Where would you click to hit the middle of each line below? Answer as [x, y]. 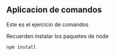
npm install [21, 47]
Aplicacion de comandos [54, 10]
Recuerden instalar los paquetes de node [57, 36]
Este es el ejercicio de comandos [48, 24]
